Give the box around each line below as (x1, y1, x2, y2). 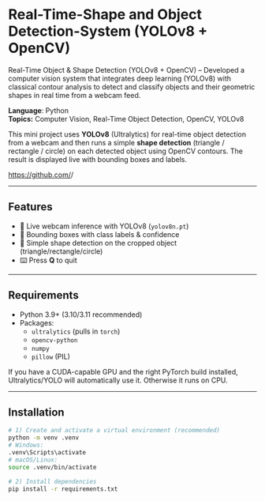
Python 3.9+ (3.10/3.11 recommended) (19, 310, 143, 319)
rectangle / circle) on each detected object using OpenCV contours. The (8, 146, 243, 156)
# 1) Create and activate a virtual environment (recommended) (8, 427, 221, 435)
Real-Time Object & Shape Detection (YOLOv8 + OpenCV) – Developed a (8, 65, 245, 74)
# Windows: (8, 441, 44, 450)
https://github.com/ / (8, 170, 73, 179)
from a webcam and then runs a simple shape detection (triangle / (8, 137, 225, 147)
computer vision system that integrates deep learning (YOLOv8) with (8, 73, 231, 83)
